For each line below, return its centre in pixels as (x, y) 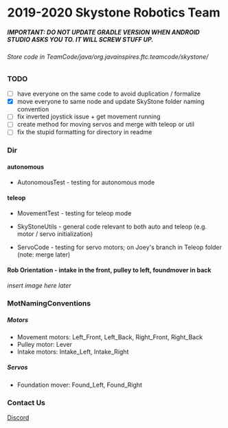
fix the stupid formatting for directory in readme (84, 132)
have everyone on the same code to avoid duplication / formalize (109, 94)
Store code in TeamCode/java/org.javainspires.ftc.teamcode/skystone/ (108, 57)
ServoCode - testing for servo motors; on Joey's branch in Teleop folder (119, 247)
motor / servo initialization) (55, 234)
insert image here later (39, 285)
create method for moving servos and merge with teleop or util (105, 125)
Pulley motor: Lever (45, 344)
